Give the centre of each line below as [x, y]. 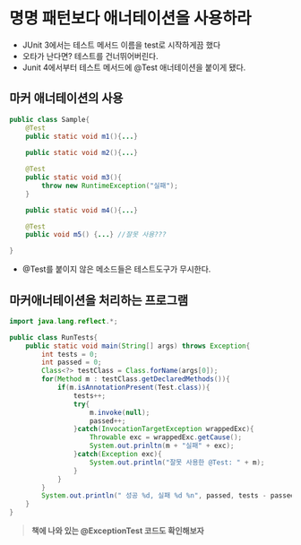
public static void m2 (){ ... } [82, 153]
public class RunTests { [54, 337]
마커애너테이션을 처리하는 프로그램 [99, 300]
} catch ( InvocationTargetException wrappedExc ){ [163, 429]
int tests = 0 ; [70, 354]
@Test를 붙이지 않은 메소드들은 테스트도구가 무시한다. [116, 269]
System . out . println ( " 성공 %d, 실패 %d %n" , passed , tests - [154, 496]
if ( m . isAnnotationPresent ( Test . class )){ [133, 388]
